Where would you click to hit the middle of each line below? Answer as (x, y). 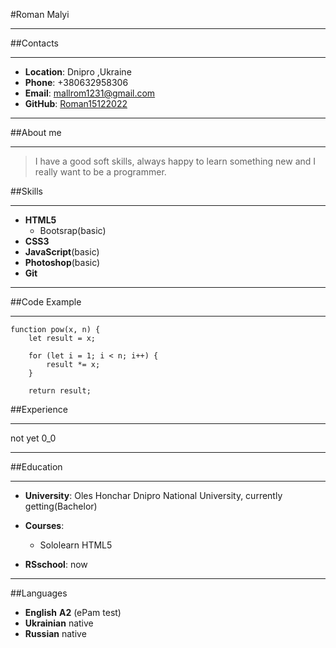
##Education (36, 467)
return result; (60, 391)
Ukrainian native (59, 623)
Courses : (44, 525)
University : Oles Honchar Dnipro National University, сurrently (153, 495)
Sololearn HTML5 (76, 545)
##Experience (39, 409)
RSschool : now (56, 564)
